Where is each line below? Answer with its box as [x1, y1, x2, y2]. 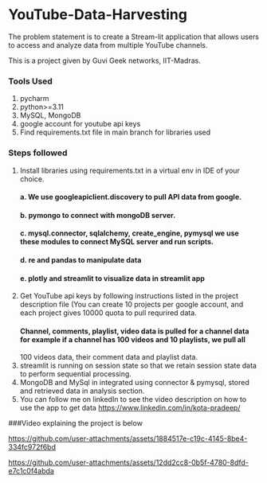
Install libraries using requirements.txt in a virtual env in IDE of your [19, 166, 241, 175]
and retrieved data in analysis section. [19, 386, 145, 395]
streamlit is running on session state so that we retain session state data [19, 360, 257, 371]
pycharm [19, 94, 49, 103]
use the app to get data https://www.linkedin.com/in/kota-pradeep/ [19, 403, 241, 413]
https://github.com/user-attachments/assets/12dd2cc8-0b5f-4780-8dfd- [8, 458, 249, 467]
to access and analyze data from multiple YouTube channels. [8, 40, 208, 49]
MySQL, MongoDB [19, 111, 81, 120]
